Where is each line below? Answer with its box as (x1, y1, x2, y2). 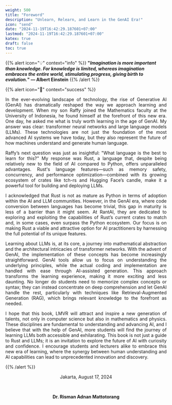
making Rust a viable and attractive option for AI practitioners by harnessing (5, 225, 167, 231)
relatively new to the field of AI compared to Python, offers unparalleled (5, 160, 167, 167)
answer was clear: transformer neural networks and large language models (5, 124, 167, 130)
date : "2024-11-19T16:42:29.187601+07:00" (5, 27, 97, 32)
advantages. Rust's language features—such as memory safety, (5, 166, 167, 172)
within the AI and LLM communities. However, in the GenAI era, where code (5, 198, 167, 204)
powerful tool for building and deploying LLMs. (5, 183, 104, 189)
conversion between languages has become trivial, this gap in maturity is (5, 203, 167, 209)
